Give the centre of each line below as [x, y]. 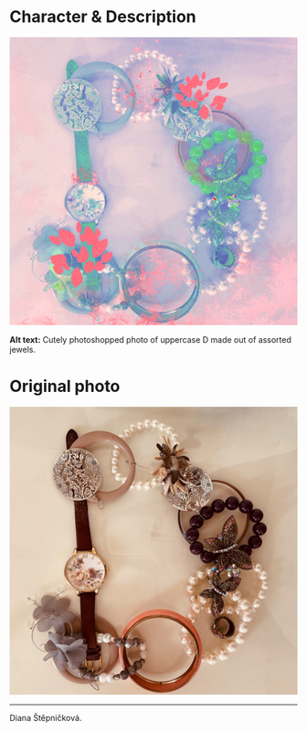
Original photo [65, 387]
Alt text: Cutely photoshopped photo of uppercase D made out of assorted [151, 339]
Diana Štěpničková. [46, 717]
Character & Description [103, 17]
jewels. [23, 349]
